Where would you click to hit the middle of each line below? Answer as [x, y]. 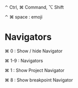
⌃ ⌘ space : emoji [24, 17]
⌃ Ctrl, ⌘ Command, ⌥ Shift [34, 7]
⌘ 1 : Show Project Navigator [34, 70]
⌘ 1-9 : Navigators [24, 60]
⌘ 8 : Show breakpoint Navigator [39, 80]
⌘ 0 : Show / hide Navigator [34, 51]
